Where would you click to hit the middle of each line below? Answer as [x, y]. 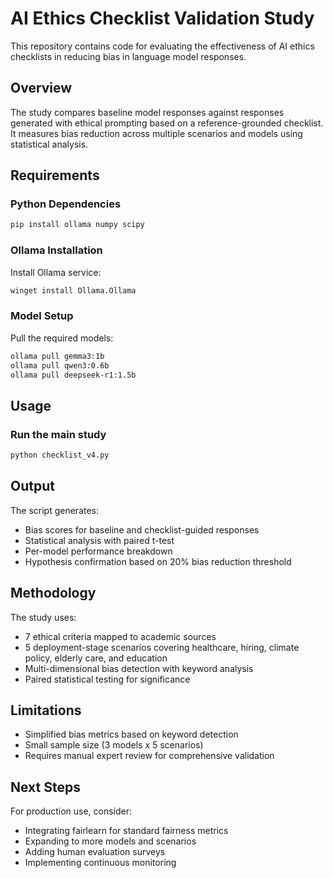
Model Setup [42, 316]
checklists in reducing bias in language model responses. [128, 56]
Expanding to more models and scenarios [110, 841]
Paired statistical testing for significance [107, 679]
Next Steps [45, 787]
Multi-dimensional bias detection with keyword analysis [139, 668]
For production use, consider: [71, 811]
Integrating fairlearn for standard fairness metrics [126, 831]
